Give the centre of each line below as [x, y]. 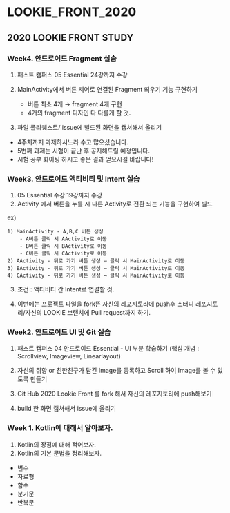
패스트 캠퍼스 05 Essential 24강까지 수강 [72, 75]
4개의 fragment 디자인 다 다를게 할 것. [79, 113]
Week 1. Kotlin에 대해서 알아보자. [60, 428]
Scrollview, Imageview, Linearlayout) [69, 356]
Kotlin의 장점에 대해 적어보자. [57, 444]
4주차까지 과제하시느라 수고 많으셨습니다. [73, 142]
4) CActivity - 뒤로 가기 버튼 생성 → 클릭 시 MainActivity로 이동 [96, 276]
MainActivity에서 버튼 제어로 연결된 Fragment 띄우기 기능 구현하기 [107, 89]
